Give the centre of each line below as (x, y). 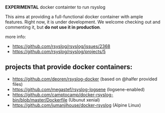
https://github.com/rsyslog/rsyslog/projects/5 (59, 52)
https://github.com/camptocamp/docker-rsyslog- (63, 94)
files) (18, 84)
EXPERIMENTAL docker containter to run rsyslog (55, 7)
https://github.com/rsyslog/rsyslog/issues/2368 (61, 46)
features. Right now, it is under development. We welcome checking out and (83, 22)
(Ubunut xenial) (84, 100)
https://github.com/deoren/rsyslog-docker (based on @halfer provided (85, 79)
